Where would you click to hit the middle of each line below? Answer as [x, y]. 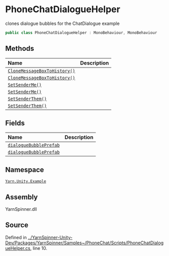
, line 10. [39, 248]
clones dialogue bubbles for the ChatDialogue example [62, 23]
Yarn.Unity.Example [26, 181]
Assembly [22, 197]
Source [17, 225]
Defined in [16, 237]
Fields [15, 123]
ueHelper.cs [18, 248]
